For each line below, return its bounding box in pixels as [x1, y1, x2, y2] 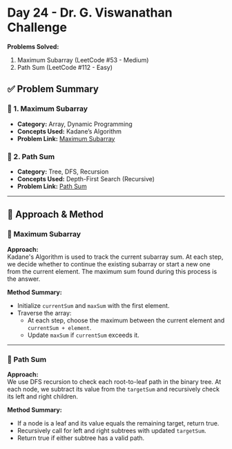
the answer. [7, 275, 41, 283]
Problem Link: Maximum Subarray [17, 134, 115, 143]
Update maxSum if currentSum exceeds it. [27, 331, 139, 339]
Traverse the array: [17, 309, 72, 317]
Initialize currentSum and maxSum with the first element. [17, 301, 170, 309]
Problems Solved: [7, 42, 59, 51]
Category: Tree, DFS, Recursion [17, 167, 109, 176]
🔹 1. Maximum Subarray [7, 104, 88, 113]
